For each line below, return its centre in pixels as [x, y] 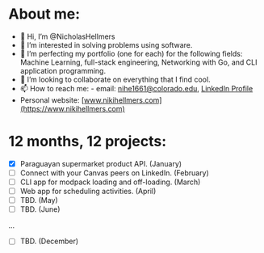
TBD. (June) [40, 209]
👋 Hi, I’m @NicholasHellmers [67, 36]
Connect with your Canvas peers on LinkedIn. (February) [115, 173]
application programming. [63, 70]
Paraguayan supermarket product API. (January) [101, 163]
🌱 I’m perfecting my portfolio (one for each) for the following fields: [131, 53]
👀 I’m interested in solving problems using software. [106, 44]
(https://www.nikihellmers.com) [72, 108]
